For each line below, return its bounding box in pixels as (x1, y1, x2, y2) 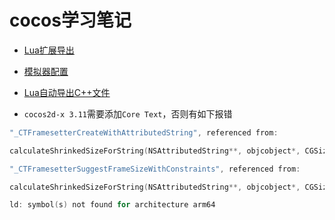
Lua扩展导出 (23, 44, 75, 56)
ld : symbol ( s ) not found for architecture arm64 (9, 200, 216, 210)
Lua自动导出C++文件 (23, 86, 111, 98)
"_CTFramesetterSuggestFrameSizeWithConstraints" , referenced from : (9, 164, 301, 174)
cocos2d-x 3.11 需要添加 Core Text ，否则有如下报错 (23, 107, 233, 120)
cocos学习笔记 (9, 9, 132, 32)
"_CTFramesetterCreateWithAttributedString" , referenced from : (9, 127, 279, 138)
